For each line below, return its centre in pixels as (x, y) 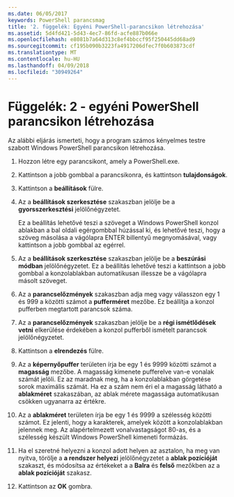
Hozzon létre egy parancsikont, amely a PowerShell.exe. (99, 162)
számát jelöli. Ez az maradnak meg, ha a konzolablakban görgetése (114, 379)
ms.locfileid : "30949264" (45, 72)
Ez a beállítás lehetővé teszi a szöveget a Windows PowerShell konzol (118, 223)
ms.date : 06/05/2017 (38, 14)
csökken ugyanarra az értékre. (62, 402)
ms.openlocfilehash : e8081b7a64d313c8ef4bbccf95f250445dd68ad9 (102, 40)
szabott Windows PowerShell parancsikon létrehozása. (87, 148)
